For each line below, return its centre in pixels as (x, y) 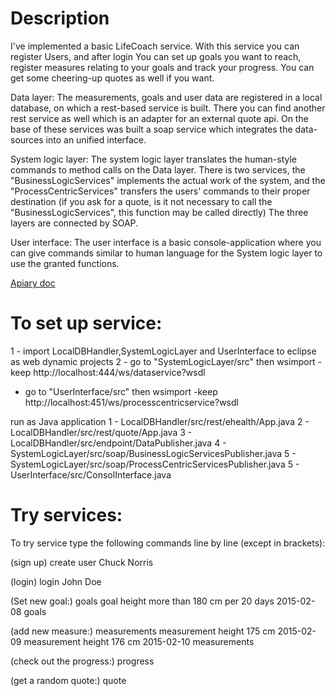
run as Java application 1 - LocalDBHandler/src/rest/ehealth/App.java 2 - (160, 421)
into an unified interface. (96, 139)
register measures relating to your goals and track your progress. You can (162, 67)
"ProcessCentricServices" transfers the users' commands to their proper (160, 191)
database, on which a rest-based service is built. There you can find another (168, 108)
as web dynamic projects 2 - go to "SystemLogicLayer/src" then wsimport (163, 361)
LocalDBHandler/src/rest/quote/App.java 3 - (101, 432)
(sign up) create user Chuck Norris (82, 562)
